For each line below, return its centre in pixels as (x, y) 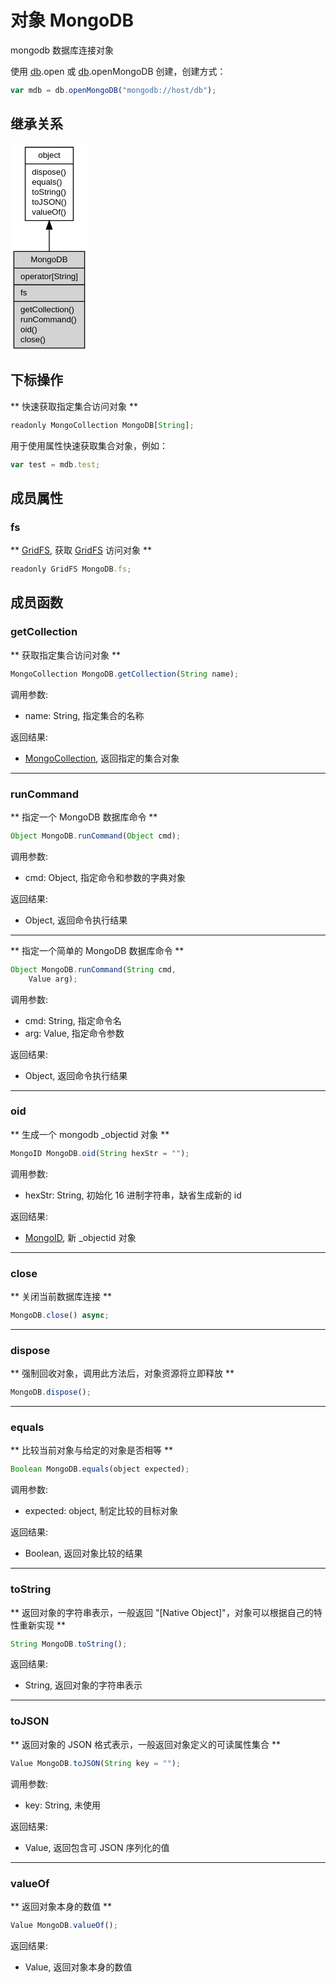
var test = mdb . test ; (55, 464)
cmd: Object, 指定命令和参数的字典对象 (105, 877)
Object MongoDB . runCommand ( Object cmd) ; (96, 836)
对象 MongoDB (72, 20)
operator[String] (49, 276)
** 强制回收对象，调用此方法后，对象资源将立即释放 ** (122, 1373)
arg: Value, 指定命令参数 (74, 1033)
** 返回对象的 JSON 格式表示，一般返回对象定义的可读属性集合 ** (146, 1744)
